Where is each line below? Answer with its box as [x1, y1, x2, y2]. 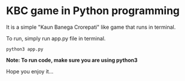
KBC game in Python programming [6, 4, 180, 18]
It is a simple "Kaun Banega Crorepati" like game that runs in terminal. [6, 23, 176, 31]
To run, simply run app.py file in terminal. [6, 35, 106, 42]
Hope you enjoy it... [6, 67, 54, 75]
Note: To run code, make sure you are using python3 [6, 56, 138, 63]
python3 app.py [6, 46, 44, 52]
